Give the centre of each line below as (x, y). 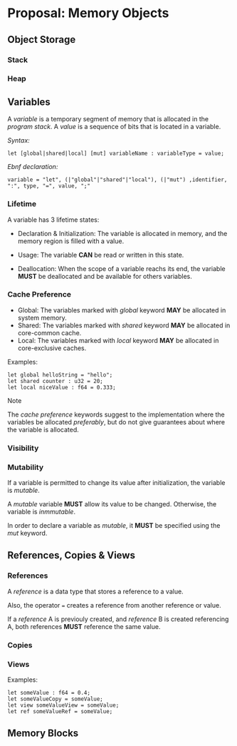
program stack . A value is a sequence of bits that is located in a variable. (114, 127)
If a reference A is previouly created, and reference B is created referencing (118, 619)
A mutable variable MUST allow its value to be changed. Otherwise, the (112, 504)
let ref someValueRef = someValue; (60, 711)
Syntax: (19, 140)
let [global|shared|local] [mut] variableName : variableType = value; (116, 154)
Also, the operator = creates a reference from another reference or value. (115, 605)
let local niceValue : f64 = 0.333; (62, 387)
